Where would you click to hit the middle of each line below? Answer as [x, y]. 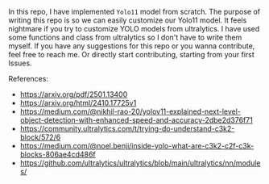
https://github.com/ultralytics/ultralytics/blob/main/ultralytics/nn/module [140, 163]
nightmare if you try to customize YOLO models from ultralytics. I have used [134, 29]
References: [28, 79]
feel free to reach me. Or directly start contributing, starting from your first [132, 54]
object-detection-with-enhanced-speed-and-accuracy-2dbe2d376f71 [137, 120]
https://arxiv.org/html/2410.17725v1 [78, 103]
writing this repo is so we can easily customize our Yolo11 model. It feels [128, 20]
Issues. [20, 63]
